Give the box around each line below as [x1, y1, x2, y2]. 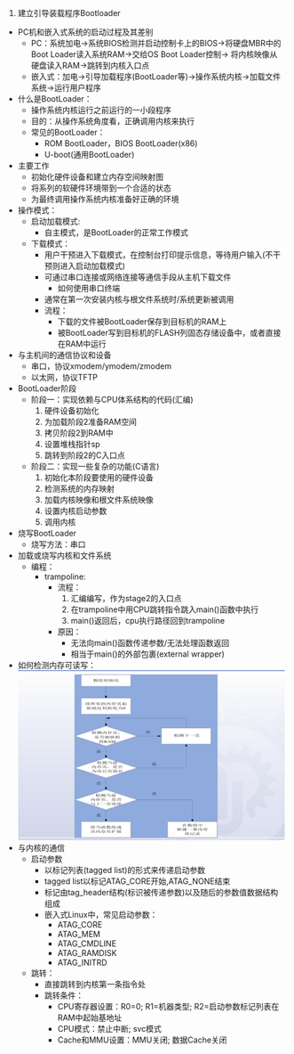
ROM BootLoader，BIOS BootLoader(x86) [44, 138, 198, 149]
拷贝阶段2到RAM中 [44, 428, 114, 438]
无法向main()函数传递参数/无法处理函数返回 [70, 638, 230, 648]
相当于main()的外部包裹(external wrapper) [70, 649, 225, 659]
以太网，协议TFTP [30, 372, 98, 382]
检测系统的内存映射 [44, 484, 115, 494]
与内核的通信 [17, 842, 65, 853]
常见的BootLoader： [30, 127, 106, 137]
